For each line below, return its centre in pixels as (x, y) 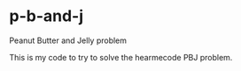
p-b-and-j (47, 16)
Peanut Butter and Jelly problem (68, 40)
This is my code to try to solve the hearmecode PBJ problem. (121, 57)
